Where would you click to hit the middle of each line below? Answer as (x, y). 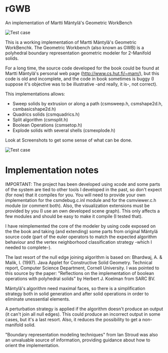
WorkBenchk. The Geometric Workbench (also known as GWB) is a (75, 47)
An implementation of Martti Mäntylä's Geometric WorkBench (69, 23)
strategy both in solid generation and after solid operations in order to (77, 294)
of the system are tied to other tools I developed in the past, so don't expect (83, 189)
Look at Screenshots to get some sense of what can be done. (69, 140)
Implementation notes (52, 170)
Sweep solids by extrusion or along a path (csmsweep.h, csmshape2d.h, (88, 103)
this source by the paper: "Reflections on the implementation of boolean (80, 273)
